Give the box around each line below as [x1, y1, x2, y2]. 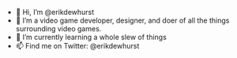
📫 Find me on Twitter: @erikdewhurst [15, 42, 140, 50]
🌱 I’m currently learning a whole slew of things [15, 32, 167, 42]
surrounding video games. [15, 24, 102, 33]
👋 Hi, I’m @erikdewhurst [15, 8, 95, 16]
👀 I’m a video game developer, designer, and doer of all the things [15, 16, 230, 25]
